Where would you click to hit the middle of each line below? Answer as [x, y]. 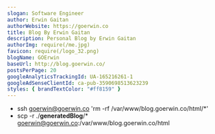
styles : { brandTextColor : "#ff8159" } [64, 89]
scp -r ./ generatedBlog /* [53, 116]
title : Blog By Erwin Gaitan [49, 32]
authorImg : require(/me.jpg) [49, 45]
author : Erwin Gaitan [38, 20]
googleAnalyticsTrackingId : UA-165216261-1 [70, 77]
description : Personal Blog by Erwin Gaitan [72, 39]
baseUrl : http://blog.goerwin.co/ [56, 64]
